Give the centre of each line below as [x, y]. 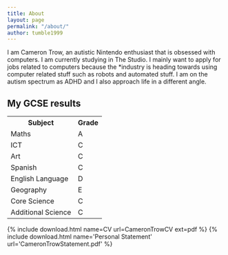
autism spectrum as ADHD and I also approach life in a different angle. [107, 82]
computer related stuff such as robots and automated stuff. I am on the [107, 74]
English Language [40, 178]
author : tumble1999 [35, 33]
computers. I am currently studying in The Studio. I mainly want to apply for [114, 60]
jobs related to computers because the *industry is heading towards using [112, 67]
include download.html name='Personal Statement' [80, 237]
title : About [26, 13]
